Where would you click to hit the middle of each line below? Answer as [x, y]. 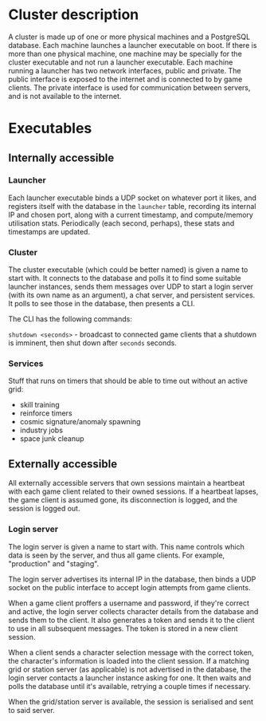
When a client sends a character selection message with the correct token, [131, 652]
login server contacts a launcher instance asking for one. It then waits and [130, 678]
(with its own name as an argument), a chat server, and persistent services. [132, 295]
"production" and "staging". [54, 563]
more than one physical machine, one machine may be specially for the [125, 53]
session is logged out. [44, 509]
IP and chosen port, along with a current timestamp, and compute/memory [131, 215]
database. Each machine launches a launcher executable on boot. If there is [133, 45]
